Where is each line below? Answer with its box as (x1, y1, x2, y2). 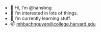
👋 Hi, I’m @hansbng (10, 5, 52, 10)
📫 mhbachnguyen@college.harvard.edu (10, 21, 96, 27)
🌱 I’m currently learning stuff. (10, 15, 71, 21)
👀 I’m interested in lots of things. (10, 10, 78, 16)
